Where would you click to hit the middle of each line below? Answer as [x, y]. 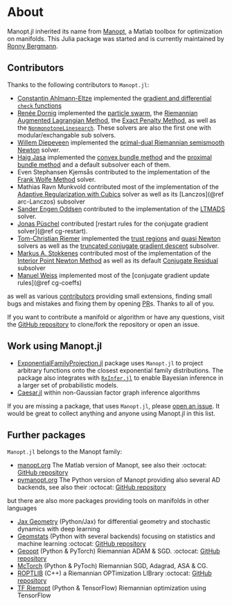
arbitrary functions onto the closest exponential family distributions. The [120, 370]
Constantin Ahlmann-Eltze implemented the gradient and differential [114, 98]
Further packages [46, 435]
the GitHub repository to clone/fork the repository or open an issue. [103, 324]
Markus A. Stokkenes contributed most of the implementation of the [114, 253]
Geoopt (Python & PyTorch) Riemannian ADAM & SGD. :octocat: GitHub [118, 551]
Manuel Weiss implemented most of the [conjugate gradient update [113, 275]
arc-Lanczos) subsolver [51, 201]
